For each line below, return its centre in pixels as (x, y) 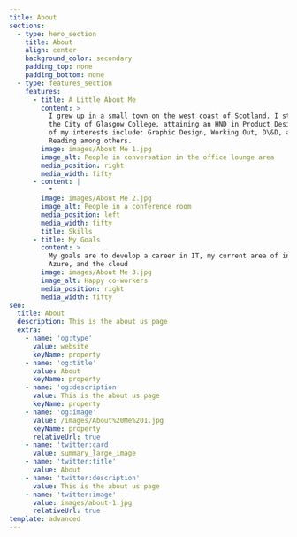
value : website (61, 346)
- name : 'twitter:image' (71, 495)
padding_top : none (59, 67)
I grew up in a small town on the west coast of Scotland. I (163, 116)
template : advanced (45, 519)
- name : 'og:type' (59, 338)
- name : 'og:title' (61, 363)
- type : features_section (65, 83)
